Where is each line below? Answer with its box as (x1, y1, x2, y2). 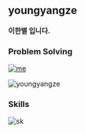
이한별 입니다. (8, 25, 51, 35)
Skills (8, 99, 30, 110)
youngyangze (8, 4, 77, 17)
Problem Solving (8, 46, 73, 57)
